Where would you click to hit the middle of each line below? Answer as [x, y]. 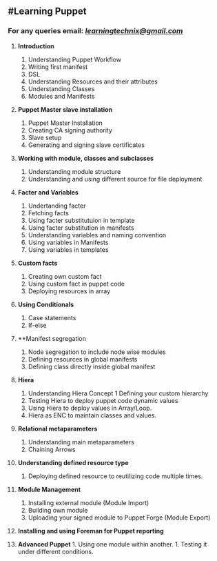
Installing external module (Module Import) [89, 502]
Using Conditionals [46, 304]
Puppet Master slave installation [65, 109]
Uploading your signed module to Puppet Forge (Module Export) [119, 518]
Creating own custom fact [65, 276]
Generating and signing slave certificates [86, 145]
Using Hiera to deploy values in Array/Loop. [90, 408]
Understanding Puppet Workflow [75, 59]
